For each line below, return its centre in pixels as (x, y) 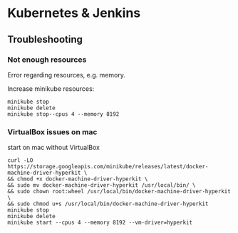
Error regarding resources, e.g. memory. (67, 75)
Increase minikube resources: (51, 88)
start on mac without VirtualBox (53, 148)
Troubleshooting (45, 39)
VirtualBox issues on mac (52, 131)
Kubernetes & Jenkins (74, 13)
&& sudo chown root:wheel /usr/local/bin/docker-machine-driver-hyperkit (119, 192)
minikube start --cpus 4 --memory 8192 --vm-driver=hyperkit (100, 223)
